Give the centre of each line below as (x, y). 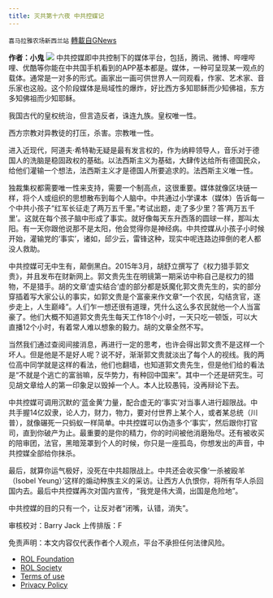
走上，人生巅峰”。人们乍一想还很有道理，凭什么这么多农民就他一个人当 (134, 307)
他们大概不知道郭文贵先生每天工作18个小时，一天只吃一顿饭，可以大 (144, 316)
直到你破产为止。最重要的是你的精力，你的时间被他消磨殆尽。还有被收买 (143, 433)
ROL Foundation (47, 559)
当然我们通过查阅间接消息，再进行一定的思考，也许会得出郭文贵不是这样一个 (136, 344)
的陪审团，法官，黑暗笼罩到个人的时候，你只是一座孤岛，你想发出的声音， (133, 443)
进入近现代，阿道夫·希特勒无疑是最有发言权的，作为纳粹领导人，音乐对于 (131, 150)
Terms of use (42, 576)
